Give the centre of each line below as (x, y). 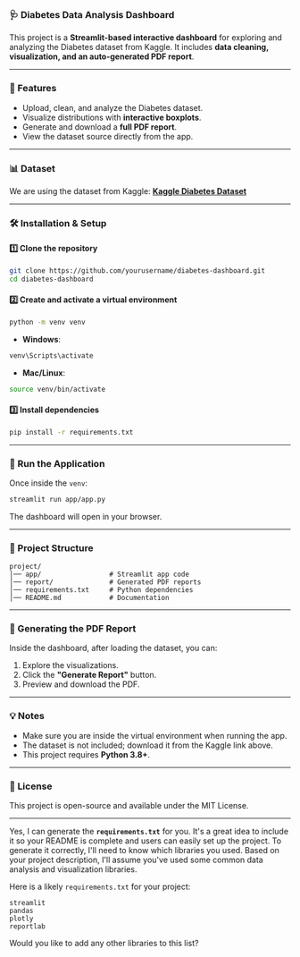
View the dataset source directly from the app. (108, 136)
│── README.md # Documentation (89, 598)
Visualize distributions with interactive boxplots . (112, 117)
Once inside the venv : (48, 483)
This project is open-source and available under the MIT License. (129, 806)
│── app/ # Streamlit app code (100, 575)
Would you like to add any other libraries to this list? (104, 944)
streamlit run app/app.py (57, 499)
